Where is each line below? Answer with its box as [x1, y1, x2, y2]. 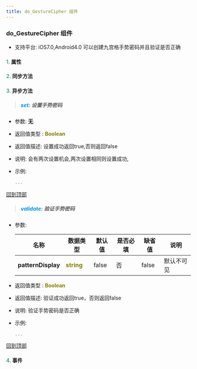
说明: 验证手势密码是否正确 [14, 307, 80, 314]
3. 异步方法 [6, 87, 33, 94]
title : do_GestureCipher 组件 [6, 8, 78, 15]
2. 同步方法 [6, 73, 33, 80]
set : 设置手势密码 [20, 102, 63, 109]
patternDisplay [17, 261, 60, 269]
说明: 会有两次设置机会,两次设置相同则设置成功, [14, 155, 129, 162]
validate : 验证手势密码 [20, 205, 75, 212]
